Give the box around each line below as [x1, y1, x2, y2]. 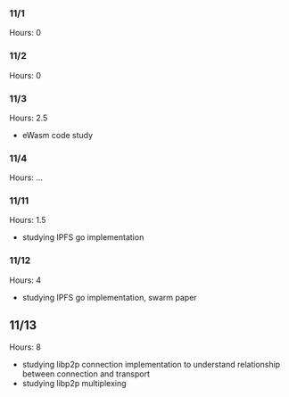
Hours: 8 [9, 342, 42, 352]
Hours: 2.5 [9, 112, 48, 123]
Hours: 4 [9, 275, 42, 285]
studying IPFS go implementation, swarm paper [21, 292, 198, 302]
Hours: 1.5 [9, 215, 46, 226]
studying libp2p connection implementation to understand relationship [21, 359, 281, 369]
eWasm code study [21, 129, 94, 140]
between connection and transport [21, 368, 150, 379]
